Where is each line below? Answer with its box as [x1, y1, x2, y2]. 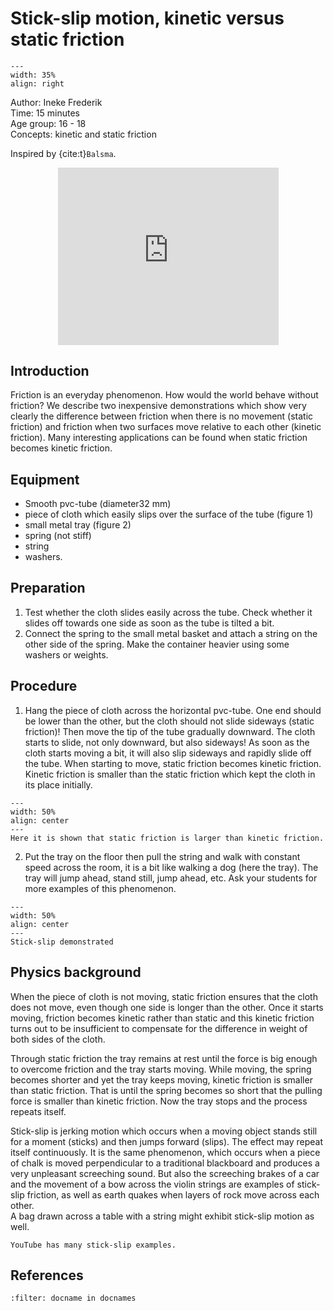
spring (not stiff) [24, 530, 92, 542]
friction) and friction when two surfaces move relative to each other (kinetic [10, 421, 322, 433]
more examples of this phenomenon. [24, 882, 177, 894]
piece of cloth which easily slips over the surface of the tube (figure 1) [24, 508, 314, 521]
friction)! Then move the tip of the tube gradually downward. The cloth [24, 725, 316, 737]
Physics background [10, 964, 142, 981]
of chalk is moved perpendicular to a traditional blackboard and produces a [10, 1157, 320, 1169]
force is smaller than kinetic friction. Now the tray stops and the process [10, 1095, 308, 1107]
